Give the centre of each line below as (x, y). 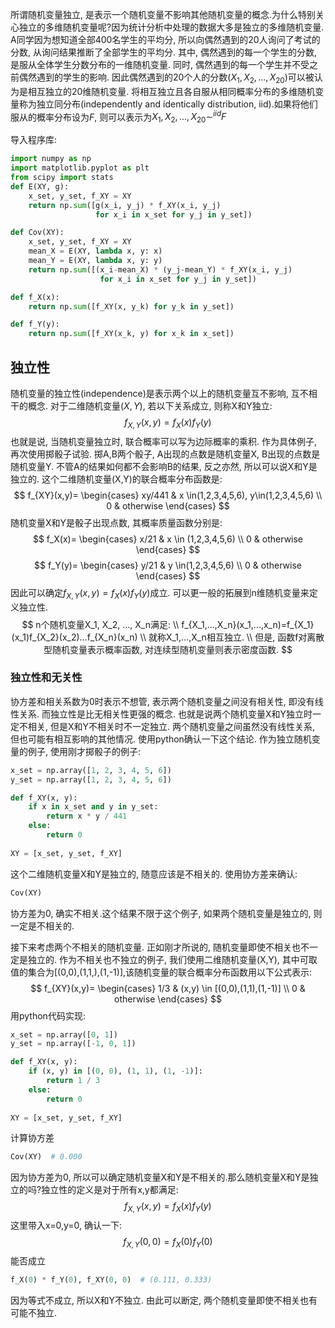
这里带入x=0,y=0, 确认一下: (66, 1225)
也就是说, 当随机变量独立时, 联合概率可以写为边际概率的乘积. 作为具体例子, (163, 441)
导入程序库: (34, 140)
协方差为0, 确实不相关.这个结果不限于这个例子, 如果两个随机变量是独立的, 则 (166, 913)
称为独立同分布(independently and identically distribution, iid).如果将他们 (168, 104)
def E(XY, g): (40, 186)
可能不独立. (34, 1312)
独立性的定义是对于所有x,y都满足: (110, 1190)
